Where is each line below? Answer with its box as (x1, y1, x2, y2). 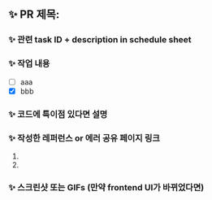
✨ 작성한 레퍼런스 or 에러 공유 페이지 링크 (8, 133, 161, 144)
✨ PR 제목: (8, 7, 60, 22)
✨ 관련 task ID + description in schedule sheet (8, 34, 193, 46)
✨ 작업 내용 (8, 58, 50, 69)
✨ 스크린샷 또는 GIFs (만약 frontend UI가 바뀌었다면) (8, 181, 205, 193)
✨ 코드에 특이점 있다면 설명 (8, 108, 108, 120)
